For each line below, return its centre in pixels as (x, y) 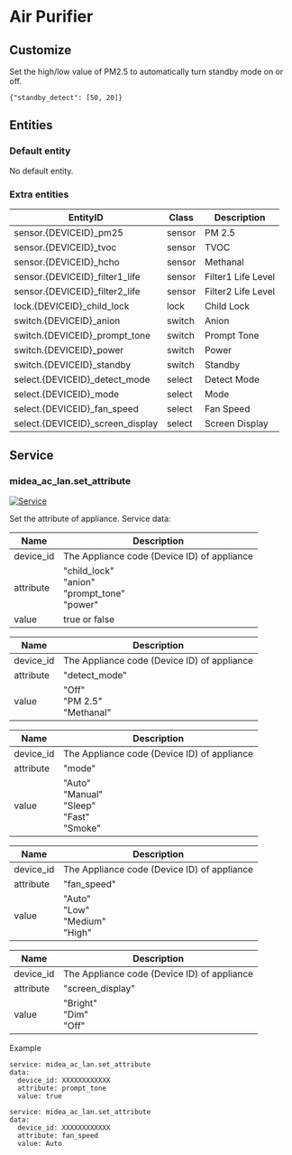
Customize (41, 50)
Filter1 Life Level (240, 276)
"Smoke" (82, 828)
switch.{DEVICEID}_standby (73, 365)
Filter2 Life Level (240, 291)
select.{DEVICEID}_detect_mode (82, 379)
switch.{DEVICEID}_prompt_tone (82, 335)
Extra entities (39, 194)
